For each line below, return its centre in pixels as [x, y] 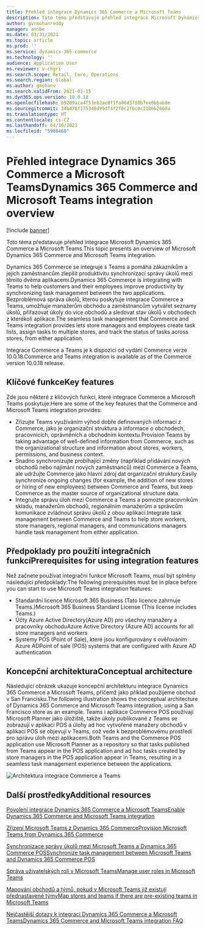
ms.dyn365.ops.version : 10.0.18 [47, 97]
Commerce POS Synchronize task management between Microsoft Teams [99, 853]
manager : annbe [26, 29]
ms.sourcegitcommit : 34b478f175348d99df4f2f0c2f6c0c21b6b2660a [88, 108]
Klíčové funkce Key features [60, 382]
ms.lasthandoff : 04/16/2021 [42, 126]
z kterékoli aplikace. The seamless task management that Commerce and [98, 319]
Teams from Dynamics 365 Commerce [55, 835]
